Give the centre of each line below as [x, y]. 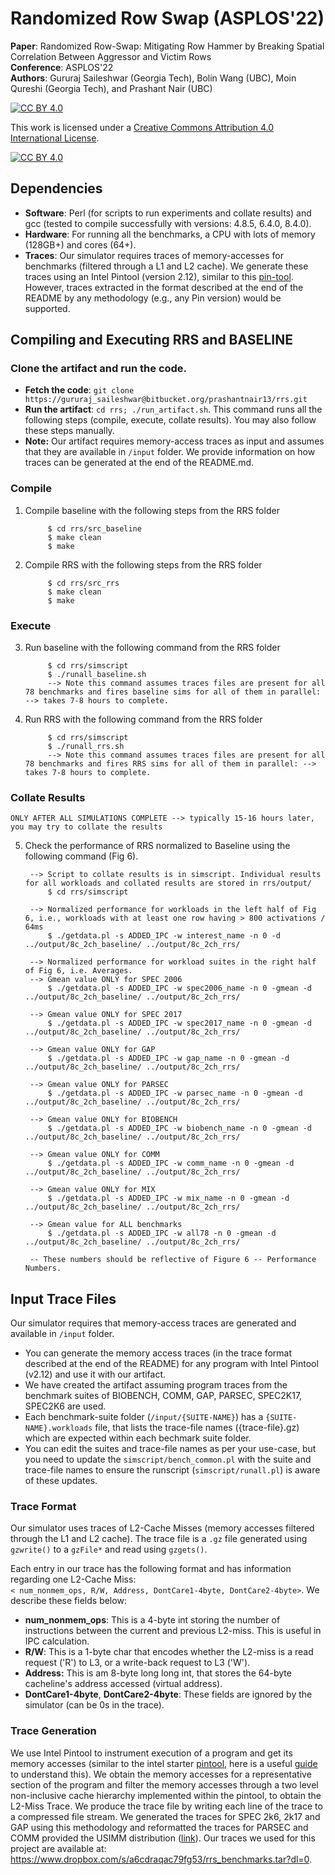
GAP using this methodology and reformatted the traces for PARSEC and [159, 1827]
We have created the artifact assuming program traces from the [156, 1385]
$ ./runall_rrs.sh [86, 747]
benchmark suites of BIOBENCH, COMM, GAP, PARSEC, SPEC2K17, [163, 1396]
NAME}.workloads [58, 1428]
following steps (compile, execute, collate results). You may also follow [170, 420]
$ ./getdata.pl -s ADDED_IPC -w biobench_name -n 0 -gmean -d [179, 1128]
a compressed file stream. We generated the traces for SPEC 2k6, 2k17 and [165, 1816]
